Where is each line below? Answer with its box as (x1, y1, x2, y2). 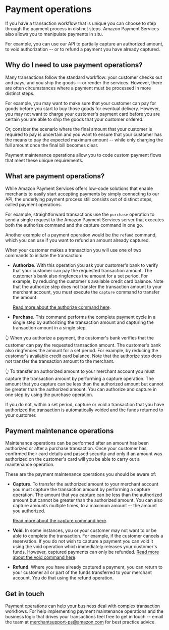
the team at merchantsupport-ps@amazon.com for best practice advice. (5, 619, 156, 625)
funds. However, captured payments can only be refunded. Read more (12, 549, 159, 555)
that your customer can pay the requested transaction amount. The (12, 267, 152, 273)
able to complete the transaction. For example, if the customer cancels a (12, 533, 163, 539)
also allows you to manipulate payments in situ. (5, 31, 103, 37)
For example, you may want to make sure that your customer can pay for (5, 100, 156, 106)
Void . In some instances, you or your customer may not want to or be (12, 527, 157, 534)
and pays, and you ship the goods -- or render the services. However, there (5, 79, 162, 85)
